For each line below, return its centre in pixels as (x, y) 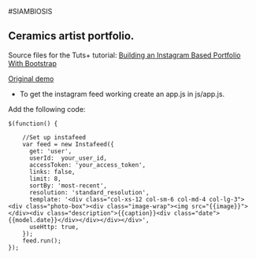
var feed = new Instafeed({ (68, 144)
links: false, (52, 172)
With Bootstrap (33, 63)
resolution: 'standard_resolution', (89, 192)
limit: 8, (45, 179)
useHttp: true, (54, 227)
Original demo (31, 79)
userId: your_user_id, (68, 158)
